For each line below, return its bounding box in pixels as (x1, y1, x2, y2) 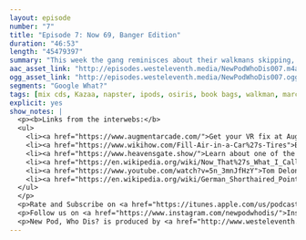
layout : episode (9, 13, 71, 23)
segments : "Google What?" (9, 81, 107, 90)
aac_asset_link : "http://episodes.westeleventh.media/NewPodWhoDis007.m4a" (9, 65, 303, 74)
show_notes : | (9, 107, 64, 116)
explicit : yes (9, 98, 64, 108)
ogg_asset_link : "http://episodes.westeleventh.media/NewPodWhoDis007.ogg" (9, 73, 303, 82)
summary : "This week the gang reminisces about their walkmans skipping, (9, 56, 296, 65)
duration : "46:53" (9, 38, 79, 48)
